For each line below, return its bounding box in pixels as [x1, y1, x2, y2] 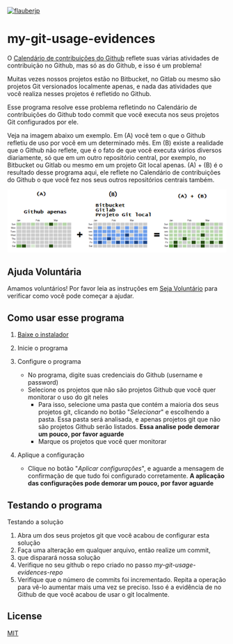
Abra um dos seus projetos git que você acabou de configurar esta [17, 531, 210, 540]
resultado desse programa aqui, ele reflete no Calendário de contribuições [7, 168, 221, 177]
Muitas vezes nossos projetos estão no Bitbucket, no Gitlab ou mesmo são [7, 74, 221, 83]
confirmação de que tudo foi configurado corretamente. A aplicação [27, 472, 225, 480]
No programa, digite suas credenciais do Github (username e [27, 371, 203, 379]
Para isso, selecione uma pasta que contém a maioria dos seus [38, 401, 219, 409]
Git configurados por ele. [7, 118, 79, 126]
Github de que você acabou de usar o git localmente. [17, 590, 170, 599]
